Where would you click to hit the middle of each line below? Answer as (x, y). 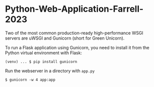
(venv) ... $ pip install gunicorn (41, 62)
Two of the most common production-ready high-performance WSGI (74, 33)
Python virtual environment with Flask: (43, 53)
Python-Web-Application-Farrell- (74, 9)
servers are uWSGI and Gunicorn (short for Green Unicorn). (65, 38)
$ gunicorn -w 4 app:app (30, 80)
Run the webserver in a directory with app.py (50, 71)
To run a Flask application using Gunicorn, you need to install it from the (77, 47)
